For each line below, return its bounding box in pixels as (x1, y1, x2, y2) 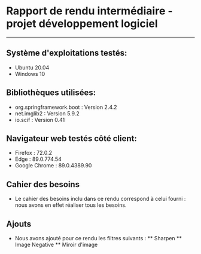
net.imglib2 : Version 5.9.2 (14, 109, 80, 117)
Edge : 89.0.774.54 (14, 155, 62, 163)
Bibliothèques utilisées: (6, 88, 96, 98)
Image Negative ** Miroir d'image (14, 241, 98, 248)
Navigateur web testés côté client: (6, 133, 138, 143)
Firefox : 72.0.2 (14, 149, 53, 157)
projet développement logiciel (6, 17, 159, 30)
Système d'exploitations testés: (6, 48, 127, 58)
